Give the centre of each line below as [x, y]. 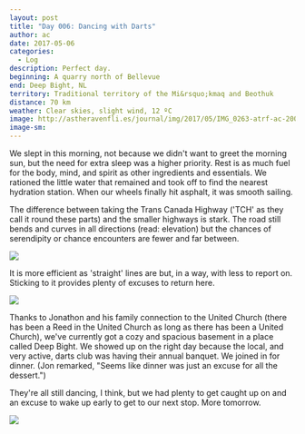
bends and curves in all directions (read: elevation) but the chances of [141, 229]
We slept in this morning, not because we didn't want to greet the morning [148, 153]
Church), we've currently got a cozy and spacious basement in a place [142, 336]
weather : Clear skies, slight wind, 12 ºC [91, 111]
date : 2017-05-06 [42, 43]
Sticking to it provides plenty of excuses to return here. [112, 283]
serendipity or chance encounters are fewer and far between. [124, 238]
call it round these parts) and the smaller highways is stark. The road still [145, 219]
